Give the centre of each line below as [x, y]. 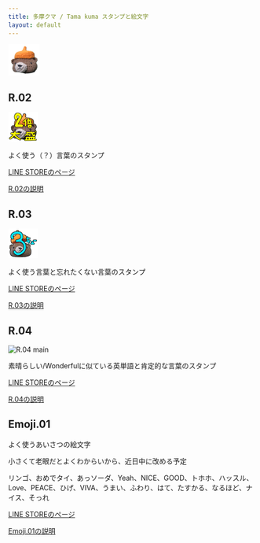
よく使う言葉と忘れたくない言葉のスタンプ [77, 272]
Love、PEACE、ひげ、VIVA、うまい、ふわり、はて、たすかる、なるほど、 [127, 487]
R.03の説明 [26, 305]
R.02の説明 [26, 189]
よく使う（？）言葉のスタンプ [56, 155]
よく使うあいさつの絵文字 [49, 444]
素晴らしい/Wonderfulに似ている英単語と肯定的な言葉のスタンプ [112, 365]
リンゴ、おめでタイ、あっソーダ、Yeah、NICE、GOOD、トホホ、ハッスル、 [131, 478]
